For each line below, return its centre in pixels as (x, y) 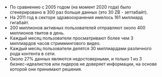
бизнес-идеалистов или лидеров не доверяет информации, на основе (83, 64)
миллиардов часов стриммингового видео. (55, 43)
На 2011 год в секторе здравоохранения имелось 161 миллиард (76, 17)
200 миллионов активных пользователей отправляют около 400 (78, 28)
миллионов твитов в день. (37, 33)
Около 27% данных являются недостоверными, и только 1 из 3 (76, 59)
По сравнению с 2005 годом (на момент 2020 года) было (70, 7)
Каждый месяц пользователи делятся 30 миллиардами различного (81, 48)
